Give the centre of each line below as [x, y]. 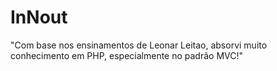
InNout [39, 17]
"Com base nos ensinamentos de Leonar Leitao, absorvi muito [139, 45]
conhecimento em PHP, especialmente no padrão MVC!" [127, 55]
